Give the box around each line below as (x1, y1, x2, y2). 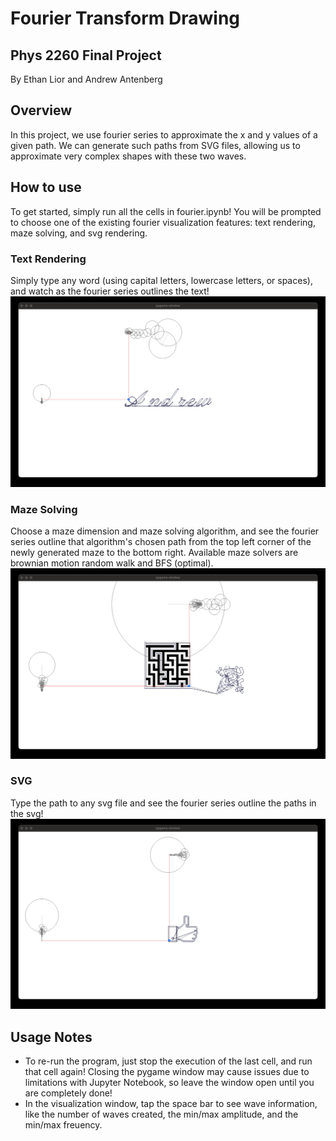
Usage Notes (10, 1028, 93, 1046)
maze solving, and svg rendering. (10, 227, 148, 239)
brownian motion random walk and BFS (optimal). (10, 557, 214, 569)
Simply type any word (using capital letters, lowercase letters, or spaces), (10, 274, 313, 286)
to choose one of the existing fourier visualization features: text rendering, (10, 216, 316, 228)
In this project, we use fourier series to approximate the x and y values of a (10, 128, 318, 141)
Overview (10, 102, 73, 119)
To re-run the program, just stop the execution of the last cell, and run (24, 1055, 313, 1067)
